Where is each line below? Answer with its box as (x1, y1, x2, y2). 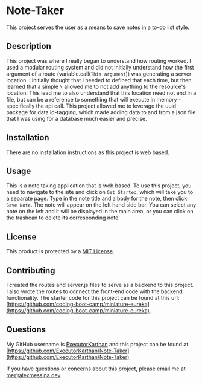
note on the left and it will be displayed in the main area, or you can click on (6, 208, 194, 215)
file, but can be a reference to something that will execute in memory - (6, 95, 181, 103)
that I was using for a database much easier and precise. (6, 115, 148, 122)
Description (6, 41, 51, 51)
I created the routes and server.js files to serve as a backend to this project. (6, 282, 194, 288)
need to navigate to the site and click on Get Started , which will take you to (6, 189, 194, 196)
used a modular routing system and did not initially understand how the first (6, 63, 194, 71)
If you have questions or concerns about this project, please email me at (6, 365, 186, 372)
